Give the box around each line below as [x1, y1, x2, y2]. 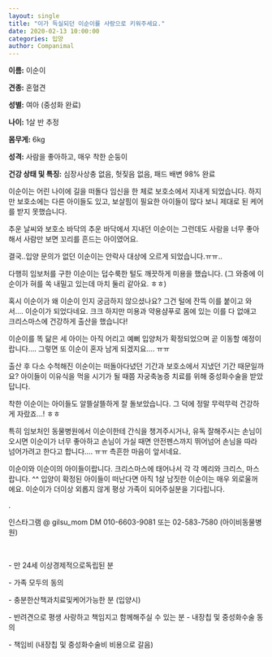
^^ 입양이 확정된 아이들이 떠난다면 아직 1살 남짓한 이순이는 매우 [32, 474, 230, 484]
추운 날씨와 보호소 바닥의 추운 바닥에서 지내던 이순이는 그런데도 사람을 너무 [8, 224, 245, 234]
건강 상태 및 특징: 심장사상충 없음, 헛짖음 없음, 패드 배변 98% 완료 [8, 169, 216, 179]
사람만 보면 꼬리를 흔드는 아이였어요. [23, 234, 139, 244]
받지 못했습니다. [16, 207, 67, 216]
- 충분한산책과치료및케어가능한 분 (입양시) [8, 595, 141, 605]
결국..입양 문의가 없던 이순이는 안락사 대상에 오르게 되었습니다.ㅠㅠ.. [8, 251, 223, 261]
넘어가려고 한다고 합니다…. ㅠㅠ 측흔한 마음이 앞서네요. [8, 446, 182, 456]
